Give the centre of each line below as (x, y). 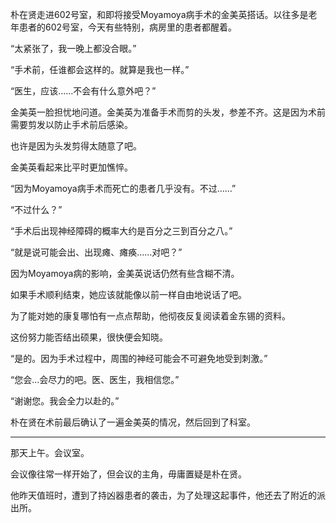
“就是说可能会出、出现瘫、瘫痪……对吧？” (96, 252)
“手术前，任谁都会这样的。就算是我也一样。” (100, 69)
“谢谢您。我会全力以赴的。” (65, 401)
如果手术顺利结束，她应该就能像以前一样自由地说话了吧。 (128, 294)
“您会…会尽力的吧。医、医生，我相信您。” (95, 379)
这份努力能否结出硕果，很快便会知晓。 (89, 337)
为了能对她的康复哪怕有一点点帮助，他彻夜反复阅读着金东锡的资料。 (150, 316)
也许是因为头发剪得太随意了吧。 (76, 146)
